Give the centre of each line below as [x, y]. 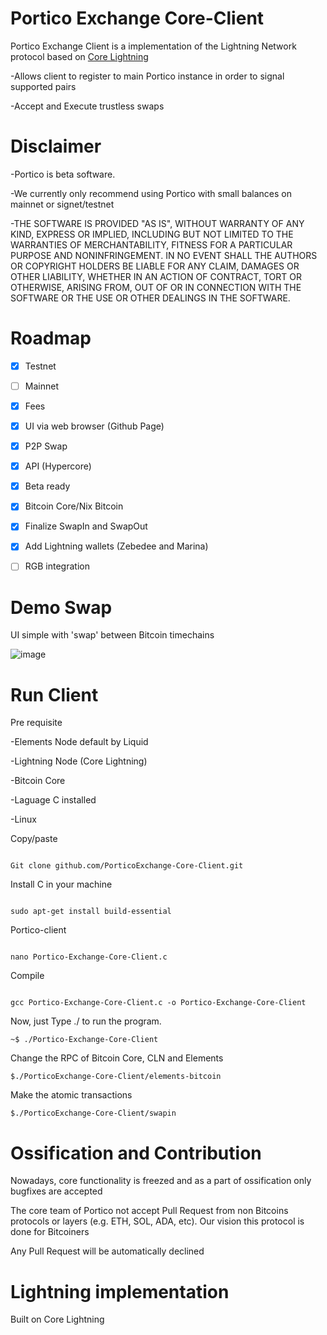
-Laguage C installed [53, 800]
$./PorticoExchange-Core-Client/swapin [93, 1113]
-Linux [23, 819]
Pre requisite [36, 723]
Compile [27, 976]
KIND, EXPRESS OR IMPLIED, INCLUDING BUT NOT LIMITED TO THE [152, 234]
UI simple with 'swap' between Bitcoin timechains [112, 635]
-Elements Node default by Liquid [79, 742]
